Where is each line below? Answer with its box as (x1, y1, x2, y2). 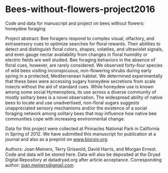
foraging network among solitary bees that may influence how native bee (5, 110, 157, 117)
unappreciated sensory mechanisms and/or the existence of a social (5, 105, 147, 111)
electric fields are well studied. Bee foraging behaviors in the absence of (5, 56, 155, 63)
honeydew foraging (5, 25, 46, 31)
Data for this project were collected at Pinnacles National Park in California (5, 125, 160, 132)
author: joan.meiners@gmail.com (5, 162, 74, 168)
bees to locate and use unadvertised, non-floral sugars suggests (5, 99, 139, 105)
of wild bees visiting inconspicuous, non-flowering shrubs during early (5, 67, 152, 74)
